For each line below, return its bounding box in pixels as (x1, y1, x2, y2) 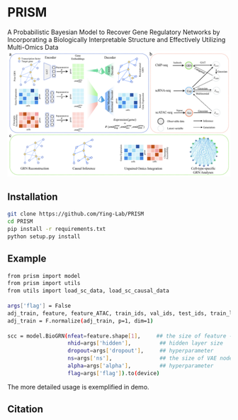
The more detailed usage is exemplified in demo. (7, 382, 150, 391)
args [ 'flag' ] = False (7, 303, 72, 310)
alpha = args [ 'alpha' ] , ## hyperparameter (67, 362, 214, 370)
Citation (7, 403, 44, 416)
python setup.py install (7, 232, 81, 240)
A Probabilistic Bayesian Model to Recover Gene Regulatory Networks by (7, 28, 220, 36)
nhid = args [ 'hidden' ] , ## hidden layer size (67, 340, 223, 347)
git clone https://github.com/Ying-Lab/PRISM (7, 210, 144, 217)
